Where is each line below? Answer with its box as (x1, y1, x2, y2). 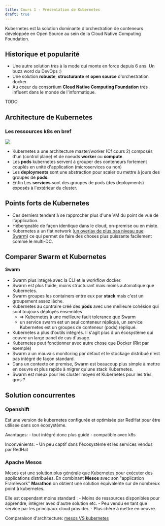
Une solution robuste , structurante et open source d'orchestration (12, 73, 149, 79)
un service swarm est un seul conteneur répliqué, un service (19, 319, 143, 325)
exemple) (12, 345, 32, 351)
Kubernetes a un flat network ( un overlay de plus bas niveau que (12, 228, 144, 234)
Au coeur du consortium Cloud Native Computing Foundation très (12, 84, 148, 90)
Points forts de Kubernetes (5, 199, 90, 207)
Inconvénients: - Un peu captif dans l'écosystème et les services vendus (5, 441, 153, 447)
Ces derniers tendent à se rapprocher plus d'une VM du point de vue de (12, 212, 159, 218)
